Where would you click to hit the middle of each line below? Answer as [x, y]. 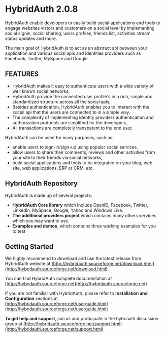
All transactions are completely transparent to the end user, [72, 128]
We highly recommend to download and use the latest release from [73, 259]
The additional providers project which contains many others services [84, 215]
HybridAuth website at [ [29, 264]
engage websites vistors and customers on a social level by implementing [80, 28]
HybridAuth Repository [41, 184]
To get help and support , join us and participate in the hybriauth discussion [82, 319]
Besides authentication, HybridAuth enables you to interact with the [81, 107]
